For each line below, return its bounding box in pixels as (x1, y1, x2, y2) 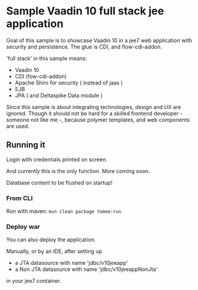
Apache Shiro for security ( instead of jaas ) (14, 79, 123, 86)
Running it (6, 140, 46, 150)
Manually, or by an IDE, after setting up (6, 247, 103, 255)
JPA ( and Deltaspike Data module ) (14, 92, 103, 99)
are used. (6, 122, 30, 129)
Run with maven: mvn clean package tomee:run (6, 208, 122, 215)
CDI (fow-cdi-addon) (14, 72, 67, 80)
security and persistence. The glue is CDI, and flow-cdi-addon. (6, 43, 163, 50)
